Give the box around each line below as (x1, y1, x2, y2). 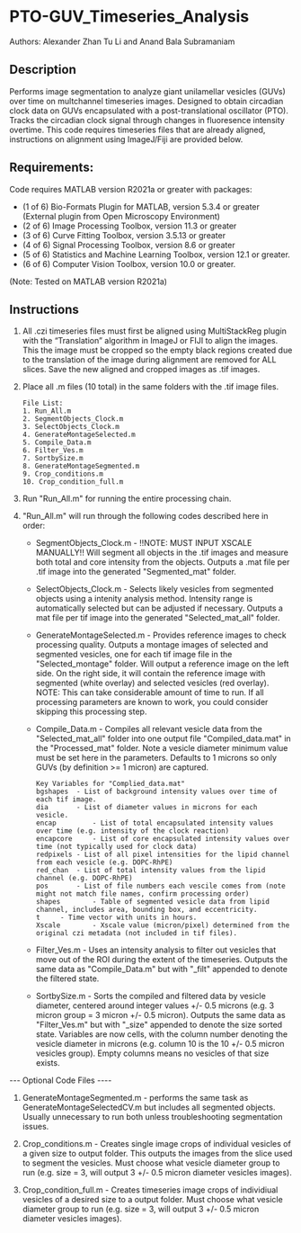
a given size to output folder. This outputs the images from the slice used (22, 1148, 293, 1159)
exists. (35, 1058, 60, 1068)
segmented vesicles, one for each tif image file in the (35, 649, 233, 660)
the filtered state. (35, 973, 100, 984)
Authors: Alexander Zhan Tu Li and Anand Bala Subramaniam (9, 36, 235, 47)
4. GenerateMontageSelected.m (22, 430, 137, 440)
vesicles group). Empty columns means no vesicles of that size (35, 1048, 270, 1059)
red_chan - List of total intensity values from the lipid (35, 866, 266, 875)
